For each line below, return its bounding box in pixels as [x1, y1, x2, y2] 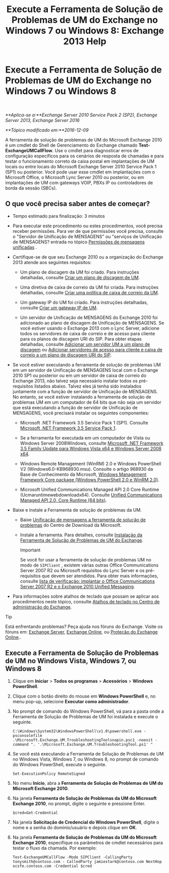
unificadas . [12, 244, 37, 250]
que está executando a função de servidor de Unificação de [12, 404, 138, 410]
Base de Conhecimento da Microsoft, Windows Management [20, 471, 147, 477]
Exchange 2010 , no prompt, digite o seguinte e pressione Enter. [12, 800, 146, 806]
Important [20, 547, 41, 553]
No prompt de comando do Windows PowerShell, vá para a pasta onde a [12, 708, 164, 714]
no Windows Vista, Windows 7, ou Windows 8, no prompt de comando [12, 756, 159, 762]
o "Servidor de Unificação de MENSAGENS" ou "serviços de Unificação [12, 233, 162, 239]
